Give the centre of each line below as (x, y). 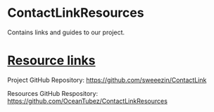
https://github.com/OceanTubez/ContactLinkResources (87, 101)
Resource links (52, 61)
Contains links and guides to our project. (66, 32)
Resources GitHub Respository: (53, 93)
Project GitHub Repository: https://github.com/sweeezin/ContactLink (107, 80)
